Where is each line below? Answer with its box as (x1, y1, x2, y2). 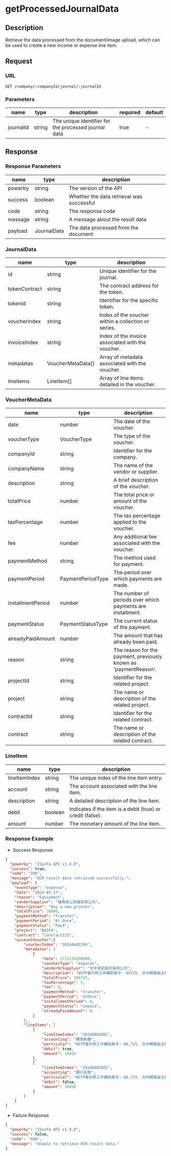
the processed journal (52, 123, 105, 130)
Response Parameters (5, 163, 61, 170)
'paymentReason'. (113, 666, 157, 673)
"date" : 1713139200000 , (41, 956, 93, 961)
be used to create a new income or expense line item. (5, 42, 118, 48)
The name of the (113, 462, 153, 469)
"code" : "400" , (10, 1136, 42, 1142)
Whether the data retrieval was (68, 193, 142, 200)
